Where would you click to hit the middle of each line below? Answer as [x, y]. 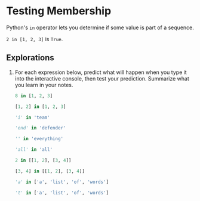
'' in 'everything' [39, 139]
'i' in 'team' [32, 117]
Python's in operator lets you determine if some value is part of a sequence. [100, 27]
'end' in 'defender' [40, 128]
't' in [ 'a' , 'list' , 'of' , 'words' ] [62, 193]
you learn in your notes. [44, 85]
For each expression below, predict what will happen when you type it [101, 72]
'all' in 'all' [34, 150]
